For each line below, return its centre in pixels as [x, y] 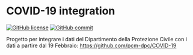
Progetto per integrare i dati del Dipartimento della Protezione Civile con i [97, 39]
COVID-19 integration [61, 11]
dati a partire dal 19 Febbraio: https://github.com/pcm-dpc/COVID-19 [91, 45]
